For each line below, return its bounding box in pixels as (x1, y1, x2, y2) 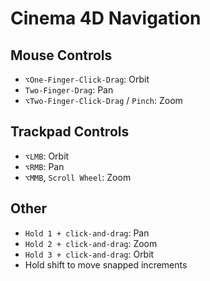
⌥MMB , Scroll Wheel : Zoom (24, 171, 132, 183)
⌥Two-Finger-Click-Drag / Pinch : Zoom (24, 95, 183, 106)
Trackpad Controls (10, 123, 130, 141)
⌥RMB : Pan (24, 160, 65, 172)
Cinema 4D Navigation (10, 7, 202, 30)
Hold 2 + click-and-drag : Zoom (24, 237, 158, 249)
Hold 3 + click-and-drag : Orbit (24, 248, 155, 260)
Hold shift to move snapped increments (24, 258, 188, 271)
